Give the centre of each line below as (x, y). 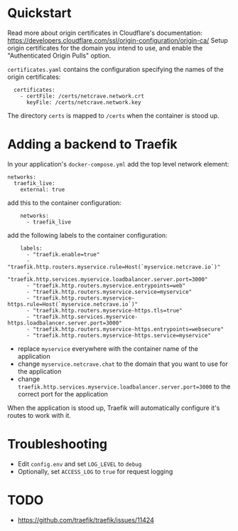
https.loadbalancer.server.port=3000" (65, 323)
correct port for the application (63, 394)
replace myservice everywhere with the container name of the (108, 348)
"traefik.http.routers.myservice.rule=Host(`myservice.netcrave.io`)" (114, 267)
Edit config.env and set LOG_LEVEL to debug (80, 463)
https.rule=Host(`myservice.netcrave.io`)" (73, 304)
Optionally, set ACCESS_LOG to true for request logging (95, 471)
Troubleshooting (58, 445)
